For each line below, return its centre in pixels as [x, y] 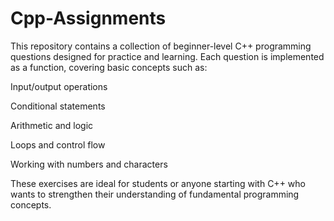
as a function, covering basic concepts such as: [109, 67]
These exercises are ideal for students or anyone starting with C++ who [158, 183]
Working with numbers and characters [89, 164]
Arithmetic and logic [52, 125]
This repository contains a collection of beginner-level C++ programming [161, 46]
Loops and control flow [58, 144]
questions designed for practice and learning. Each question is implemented [167, 56]
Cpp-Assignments [88, 18]
